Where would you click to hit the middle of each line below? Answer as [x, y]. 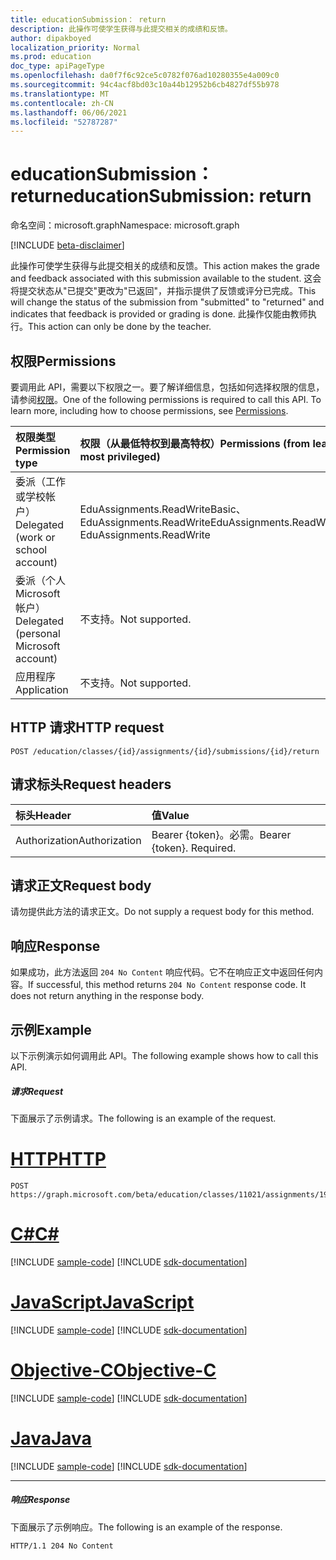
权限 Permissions [63, 361]
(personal [38, 633]
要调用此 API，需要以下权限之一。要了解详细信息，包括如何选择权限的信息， [167, 387]
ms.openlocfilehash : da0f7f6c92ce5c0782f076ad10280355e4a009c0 [145, 76]
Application [42, 689]
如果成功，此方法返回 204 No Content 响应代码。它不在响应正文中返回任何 [162, 972]
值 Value [170, 815]
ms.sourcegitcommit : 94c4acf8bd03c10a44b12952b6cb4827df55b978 [145, 85]
